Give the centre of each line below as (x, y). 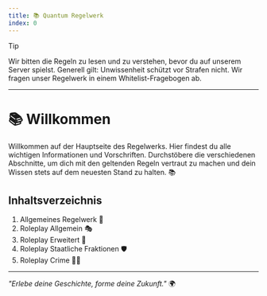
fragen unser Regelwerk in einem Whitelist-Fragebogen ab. (105, 78)
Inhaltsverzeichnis (55, 200)
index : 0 (23, 23)
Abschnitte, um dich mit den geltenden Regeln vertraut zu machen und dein (132, 163)
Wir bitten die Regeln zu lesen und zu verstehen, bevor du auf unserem (125, 61)
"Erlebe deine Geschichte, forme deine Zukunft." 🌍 (92, 284)
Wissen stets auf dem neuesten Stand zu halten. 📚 (92, 173)
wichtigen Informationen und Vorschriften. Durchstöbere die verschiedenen (132, 155)
